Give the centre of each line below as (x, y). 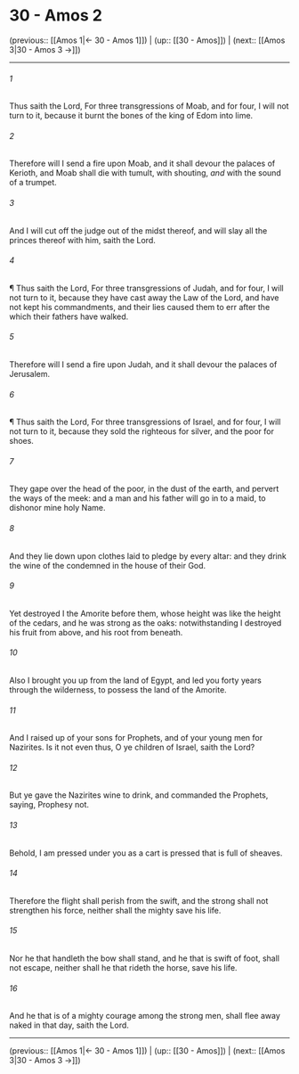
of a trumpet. (33, 183)
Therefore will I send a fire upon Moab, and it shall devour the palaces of (142, 164)
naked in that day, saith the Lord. (69, 1025)
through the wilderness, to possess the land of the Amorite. (118, 689)
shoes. (21, 441)
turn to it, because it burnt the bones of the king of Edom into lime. (131, 116)
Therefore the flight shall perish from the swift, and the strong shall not (139, 900)
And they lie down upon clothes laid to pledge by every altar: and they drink (148, 556)
